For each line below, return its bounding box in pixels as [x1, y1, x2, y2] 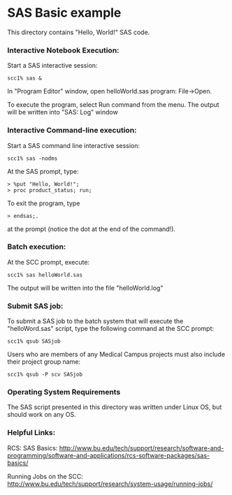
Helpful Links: [7, 428, 56, 438]
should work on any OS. [7, 411, 77, 419]
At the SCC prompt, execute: [7, 258, 89, 266]
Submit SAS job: [7, 301, 64, 311]
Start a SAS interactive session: [7, 61, 98, 70]
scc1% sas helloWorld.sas [7, 271, 82, 279]
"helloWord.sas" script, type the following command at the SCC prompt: [7, 325, 215, 333]
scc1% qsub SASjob [7, 338, 61, 345]
